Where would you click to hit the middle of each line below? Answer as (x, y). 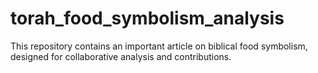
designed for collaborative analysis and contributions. (121, 56)
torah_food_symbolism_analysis (147, 18)
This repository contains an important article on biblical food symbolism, (159, 46)
